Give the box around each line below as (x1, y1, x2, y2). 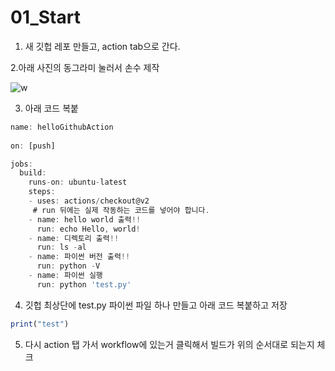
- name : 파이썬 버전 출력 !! (28, 252, 131, 262)
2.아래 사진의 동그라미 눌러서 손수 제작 (10, 61, 160, 73)
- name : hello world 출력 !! (28, 214, 142, 225)
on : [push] (10, 141, 56, 151)
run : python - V (36, 261, 101, 271)
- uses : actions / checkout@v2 (28, 196, 150, 206)
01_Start (10, 6, 81, 29)
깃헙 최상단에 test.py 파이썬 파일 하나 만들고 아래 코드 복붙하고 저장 (24, 299, 288, 311)
